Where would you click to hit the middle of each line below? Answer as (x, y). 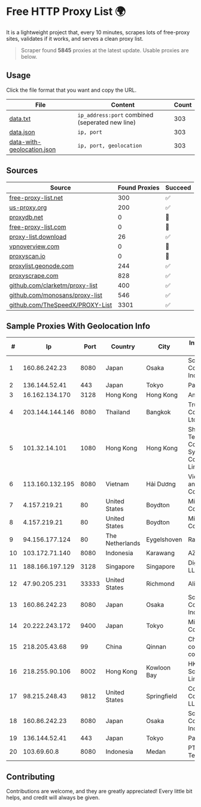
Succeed (178, 188)
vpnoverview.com (34, 246)
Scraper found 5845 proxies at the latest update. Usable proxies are (105, 50)
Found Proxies (138, 188)
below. (29, 56)
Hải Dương (161, 484)
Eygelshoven (164, 540)
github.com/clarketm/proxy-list (53, 285)
